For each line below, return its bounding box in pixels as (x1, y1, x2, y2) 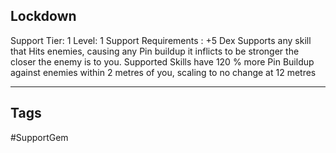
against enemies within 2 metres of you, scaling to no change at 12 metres (10, 66, 317, 78)
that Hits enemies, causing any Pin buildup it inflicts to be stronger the (10, 45, 300, 57)
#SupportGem (10, 131, 69, 143)
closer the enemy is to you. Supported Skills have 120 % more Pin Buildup (10, 55, 315, 68)
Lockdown (10, 8, 77, 25)
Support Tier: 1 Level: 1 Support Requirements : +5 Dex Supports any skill (10, 34, 312, 46)
